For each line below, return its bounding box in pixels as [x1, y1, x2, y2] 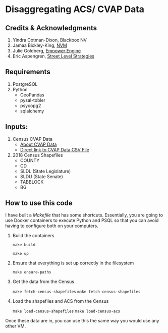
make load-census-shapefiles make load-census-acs [12, 309, 121, 314]
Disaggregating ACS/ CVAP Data [5, 4, 145, 15]
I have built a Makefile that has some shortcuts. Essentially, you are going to [5, 212, 163, 218]
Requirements [5, 68, 50, 76]
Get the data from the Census [12, 279, 75, 285]
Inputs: [5, 123, 28, 131]
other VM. [5, 323, 26, 329]
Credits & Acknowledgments [5, 24, 97, 32]
